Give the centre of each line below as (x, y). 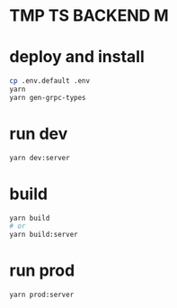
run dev (39, 134)
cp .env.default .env (50, 81)
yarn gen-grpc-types (48, 97)
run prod (42, 271)
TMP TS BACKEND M (89, 16)
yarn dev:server (40, 158)
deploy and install (77, 57)
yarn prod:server (42, 295)
